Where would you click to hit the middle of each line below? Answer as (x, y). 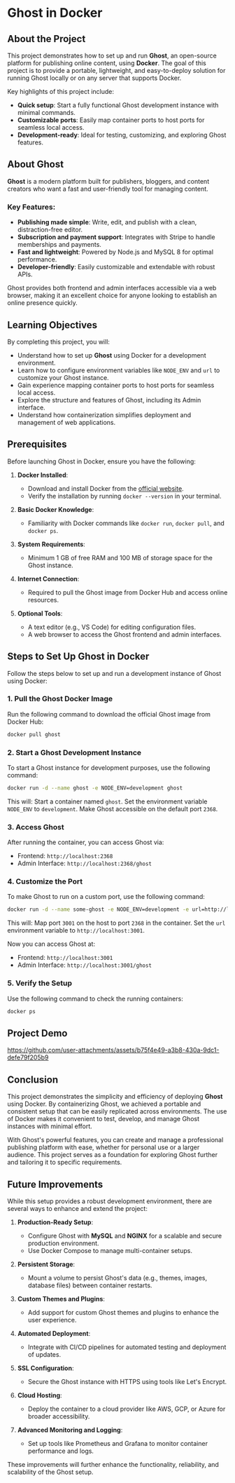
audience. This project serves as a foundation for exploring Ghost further (113, 1155)
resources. (43, 600)
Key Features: (31, 207)
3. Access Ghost (36, 827)
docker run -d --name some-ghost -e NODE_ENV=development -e (98, 909)
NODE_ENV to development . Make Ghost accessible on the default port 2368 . (113, 808)
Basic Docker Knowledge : (56, 509)
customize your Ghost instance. (63, 377)
